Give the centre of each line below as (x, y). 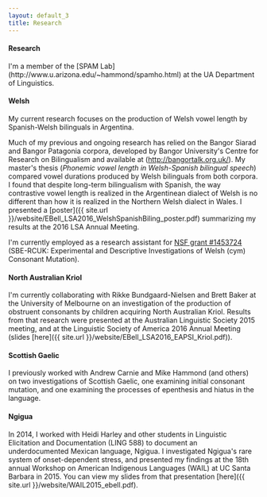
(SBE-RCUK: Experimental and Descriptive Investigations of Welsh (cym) (127, 250)
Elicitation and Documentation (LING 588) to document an (103, 442)
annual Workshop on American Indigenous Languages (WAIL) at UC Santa (130, 468)
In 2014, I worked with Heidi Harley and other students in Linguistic (118, 434)
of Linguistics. (31, 83)
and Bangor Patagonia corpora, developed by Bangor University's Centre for (133, 151)
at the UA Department (219, 74)
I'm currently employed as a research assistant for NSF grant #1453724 (125, 242)
